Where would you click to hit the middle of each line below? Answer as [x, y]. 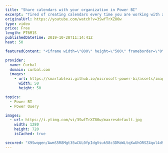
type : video [17, 24]
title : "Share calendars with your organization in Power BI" [71, 10]
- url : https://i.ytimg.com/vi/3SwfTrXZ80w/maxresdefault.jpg [76, 120]
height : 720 [26, 129]
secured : [14, 143]
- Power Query [24, 106]
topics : [13, 97]
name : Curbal [23, 65]
